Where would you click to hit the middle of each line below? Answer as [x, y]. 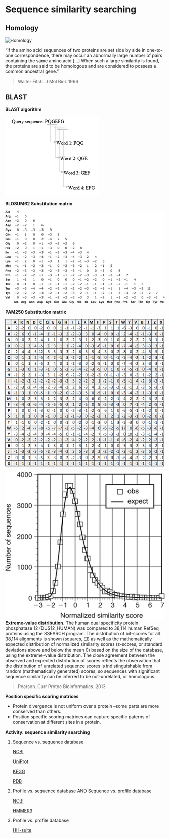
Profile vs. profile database [41, 821]
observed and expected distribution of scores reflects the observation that [83, 661]
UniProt [20, 761]
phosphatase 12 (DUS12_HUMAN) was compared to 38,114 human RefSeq [82, 628]
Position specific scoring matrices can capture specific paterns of [81, 717]
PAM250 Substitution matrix [36, 312]
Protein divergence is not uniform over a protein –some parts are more [86, 706]
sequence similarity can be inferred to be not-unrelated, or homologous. [80, 677]
